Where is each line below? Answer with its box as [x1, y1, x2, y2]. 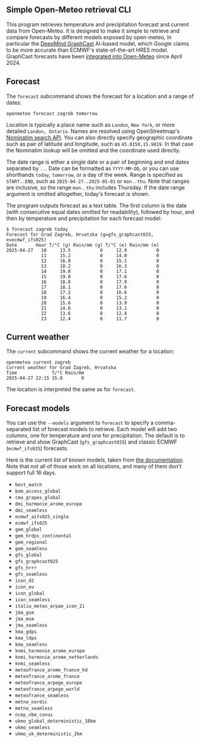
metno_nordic [14, 699, 48, 705]
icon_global [14, 590, 45, 597]
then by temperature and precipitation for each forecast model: [6, 215, 162, 222]
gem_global [14, 527, 43, 533]
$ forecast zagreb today [6, 226, 68, 232]
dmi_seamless [14, 507, 48, 513]
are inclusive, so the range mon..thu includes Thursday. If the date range [6, 183, 185, 191]
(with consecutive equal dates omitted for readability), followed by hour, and [6, 208, 195, 215]
